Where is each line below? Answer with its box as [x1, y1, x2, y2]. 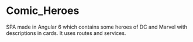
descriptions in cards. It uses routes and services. [6, 29, 126, 36]
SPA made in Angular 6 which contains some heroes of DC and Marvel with [6, 23, 187, 30]
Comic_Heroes [6, 4, 80, 17]
